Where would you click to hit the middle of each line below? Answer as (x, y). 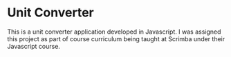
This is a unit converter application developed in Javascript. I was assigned (114, 32)
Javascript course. (34, 46)
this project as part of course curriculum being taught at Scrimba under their (116, 38)
